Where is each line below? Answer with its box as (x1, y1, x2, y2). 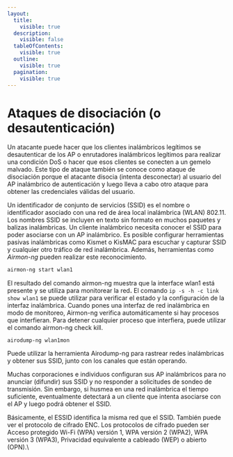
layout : (7, 10, 30, 17)
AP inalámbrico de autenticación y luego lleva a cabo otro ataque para (7, 180, 209, 188)
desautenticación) (7, 120, 115, 136)
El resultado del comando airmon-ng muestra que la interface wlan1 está (7, 279, 215, 287)
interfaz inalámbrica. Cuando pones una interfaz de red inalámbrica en (7, 301, 210, 310)
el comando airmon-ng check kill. (7, 324, 104, 332)
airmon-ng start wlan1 (7, 267, 73, 274)
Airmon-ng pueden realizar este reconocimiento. (7, 253, 147, 262)
